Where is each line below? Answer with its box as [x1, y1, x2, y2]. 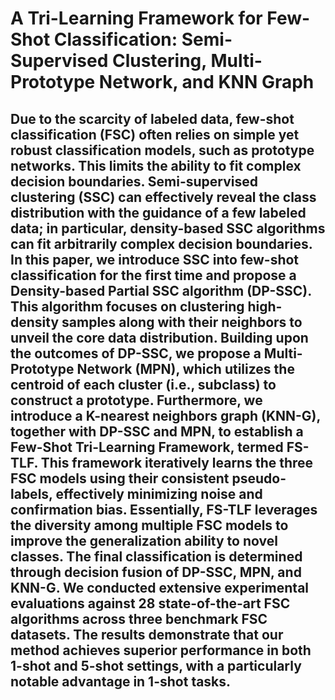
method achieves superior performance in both [10, 642, 312, 659]
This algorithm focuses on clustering [10, 298, 245, 315]
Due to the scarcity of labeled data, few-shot [10, 110, 295, 127]
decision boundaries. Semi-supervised [10, 173, 259, 190]
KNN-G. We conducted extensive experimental [10, 579, 310, 596]
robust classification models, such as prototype [10, 142, 315, 159]
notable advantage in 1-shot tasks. [10, 673, 232, 690]
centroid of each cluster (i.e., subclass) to [10, 376, 277, 393]
